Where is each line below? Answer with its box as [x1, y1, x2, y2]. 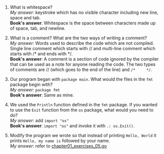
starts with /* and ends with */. [9, 51, 73, 57]
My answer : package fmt [9, 87, 60, 92]
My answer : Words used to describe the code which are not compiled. [9, 40, 154, 46]
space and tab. [9, 15, 41, 20]
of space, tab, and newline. [9, 25, 66, 31]
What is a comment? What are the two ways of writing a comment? [9, 35, 148, 41]
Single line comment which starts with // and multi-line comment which [9, 46, 156, 51]
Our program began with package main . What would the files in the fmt [9, 77, 153, 82]
